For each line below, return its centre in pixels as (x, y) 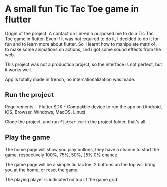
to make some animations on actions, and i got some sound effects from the (83, 49)
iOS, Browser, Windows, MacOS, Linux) (45, 112)
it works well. (19, 69)
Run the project (29, 95)
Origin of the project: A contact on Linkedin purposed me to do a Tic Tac (79, 33)
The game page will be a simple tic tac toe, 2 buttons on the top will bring (80, 164)
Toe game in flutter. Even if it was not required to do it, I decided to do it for (82, 39)
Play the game (28, 138)
